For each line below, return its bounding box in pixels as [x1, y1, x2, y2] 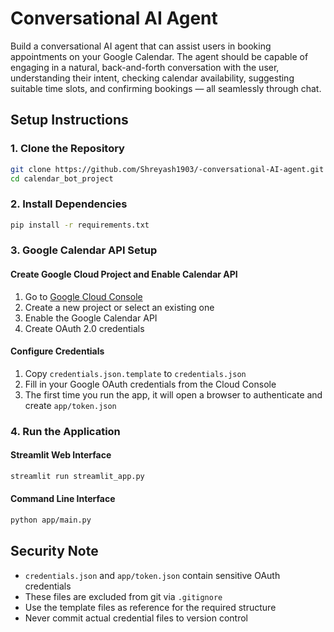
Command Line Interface [10, 493, 116, 505]
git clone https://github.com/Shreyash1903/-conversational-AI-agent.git [10, 164, 325, 174]
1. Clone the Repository [10, 142, 125, 156]
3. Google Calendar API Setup [10, 243, 158, 257]
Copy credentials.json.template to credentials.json [24, 367, 247, 379]
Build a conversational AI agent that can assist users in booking [10, 40, 272, 52]
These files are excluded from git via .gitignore [24, 590, 223, 602]
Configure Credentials [10, 345, 105, 357]
